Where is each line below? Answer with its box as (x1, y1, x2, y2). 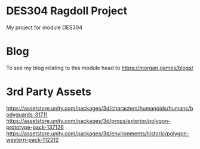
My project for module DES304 (6, 24, 82, 31)
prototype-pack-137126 (6, 123, 64, 131)
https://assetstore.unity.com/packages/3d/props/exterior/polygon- (6, 117, 171, 124)
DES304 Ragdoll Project (6, 4, 127, 18)
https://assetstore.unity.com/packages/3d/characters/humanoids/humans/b (6, 104, 193, 112)
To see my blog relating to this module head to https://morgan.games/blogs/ (6, 64, 194, 71)
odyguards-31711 (6, 111, 48, 118)
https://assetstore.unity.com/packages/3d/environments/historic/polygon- (6, 129, 189, 137)
